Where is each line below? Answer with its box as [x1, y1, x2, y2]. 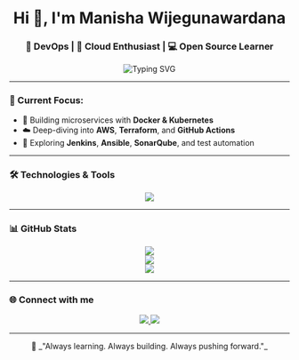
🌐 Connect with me [9, 293, 94, 306]
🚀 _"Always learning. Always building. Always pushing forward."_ [30, 340, 269, 351]
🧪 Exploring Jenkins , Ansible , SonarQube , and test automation [21, 137, 255, 148]
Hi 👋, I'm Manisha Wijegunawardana [12, 8, 287, 28]
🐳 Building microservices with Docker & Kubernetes [21, 115, 214, 125]
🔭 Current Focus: [9, 94, 85, 107]
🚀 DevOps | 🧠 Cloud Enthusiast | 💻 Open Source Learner [25, 40, 274, 52]
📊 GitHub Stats [9, 222, 77, 235]
